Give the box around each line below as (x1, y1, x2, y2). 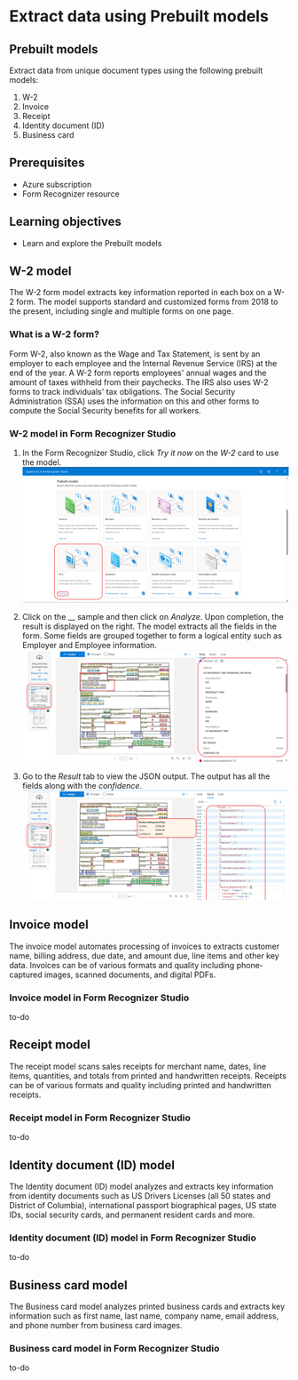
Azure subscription (21, 179, 92, 189)
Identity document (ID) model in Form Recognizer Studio (9, 1232, 257, 1244)
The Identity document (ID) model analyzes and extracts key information (9, 1181, 274, 1191)
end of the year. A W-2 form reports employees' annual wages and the (9, 367, 267, 378)
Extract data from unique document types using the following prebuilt (9, 65, 263, 76)
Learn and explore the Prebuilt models (21, 237, 162, 248)
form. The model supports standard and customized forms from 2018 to (16, 296, 278, 308)
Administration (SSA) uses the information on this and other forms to (9, 396, 260, 406)
